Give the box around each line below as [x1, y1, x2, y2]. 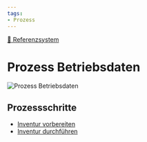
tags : [7, 10, 23, 17]
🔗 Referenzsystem [7, 35, 59, 43]
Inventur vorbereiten [17, 120, 76, 128]
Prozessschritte [7, 102, 77, 113]
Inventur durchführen [17, 128, 78, 136]
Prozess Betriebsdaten [7, 59, 141, 75]
